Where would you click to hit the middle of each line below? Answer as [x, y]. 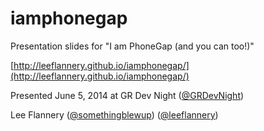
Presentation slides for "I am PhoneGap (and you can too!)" [132, 46]
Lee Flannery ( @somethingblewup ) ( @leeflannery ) [114, 114]
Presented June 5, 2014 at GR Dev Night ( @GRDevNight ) [127, 95]
